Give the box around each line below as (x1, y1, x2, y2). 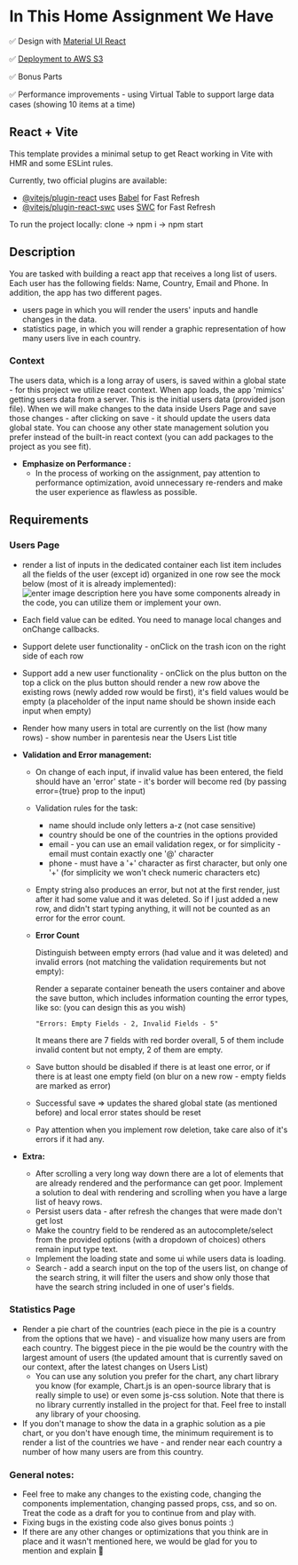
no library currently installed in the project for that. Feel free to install (35, 1399, 286, 1409)
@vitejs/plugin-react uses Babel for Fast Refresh (21, 192, 200, 203)
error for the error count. (35, 913, 126, 923)
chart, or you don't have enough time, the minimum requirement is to (21, 1427, 274, 1438)
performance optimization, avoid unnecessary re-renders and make (35, 477, 284, 488)
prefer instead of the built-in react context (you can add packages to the (9, 431, 274, 442)
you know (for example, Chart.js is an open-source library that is (35, 1380, 271, 1391)
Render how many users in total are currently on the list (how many (21, 723, 268, 733)
